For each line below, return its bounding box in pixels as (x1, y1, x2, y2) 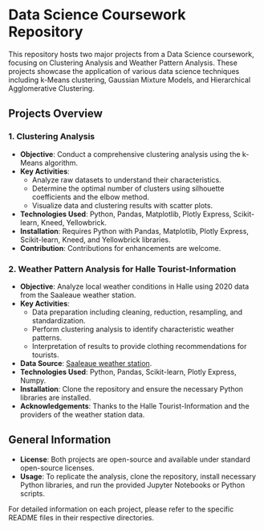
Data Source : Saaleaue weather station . (19, 358, 152, 368)
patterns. (31, 332, 63, 343)
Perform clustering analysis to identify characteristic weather (31, 324, 234, 334)
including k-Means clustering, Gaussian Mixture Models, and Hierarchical (8, 75, 251, 84)
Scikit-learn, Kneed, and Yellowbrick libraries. (19, 235, 171, 244)
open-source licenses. (19, 462, 95, 472)
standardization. (31, 315, 86, 325)
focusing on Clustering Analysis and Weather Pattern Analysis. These (8, 58, 238, 68)
